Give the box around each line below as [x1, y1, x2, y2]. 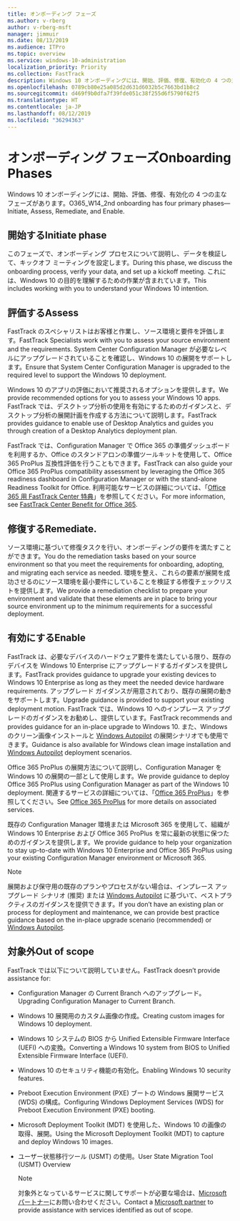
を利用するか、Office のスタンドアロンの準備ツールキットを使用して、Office [7, 451, 232, 459]
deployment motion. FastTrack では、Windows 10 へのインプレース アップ [7, 704, 225, 713]
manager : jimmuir [7, 30, 59, 38]
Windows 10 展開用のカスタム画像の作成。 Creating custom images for [17, 1011, 225, 1020]
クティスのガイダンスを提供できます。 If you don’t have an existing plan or [7, 900, 224, 908]
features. [17, 1074, 45, 1082]
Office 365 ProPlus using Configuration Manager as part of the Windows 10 [7, 780, 230, 788]
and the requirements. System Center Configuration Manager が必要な [7, 345, 214, 353]
